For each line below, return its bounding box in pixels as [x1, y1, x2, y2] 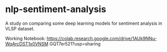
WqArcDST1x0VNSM [5, 40, 49, 46]
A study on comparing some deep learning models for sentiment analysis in [5, 20, 162, 26]
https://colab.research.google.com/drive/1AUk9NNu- [46, 35, 157, 41]
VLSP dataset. [5, 25, 35, 31]
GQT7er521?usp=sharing [49, 40, 101, 46]
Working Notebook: [5, 35, 46, 41]
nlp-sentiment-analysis [5, 4, 106, 15]
